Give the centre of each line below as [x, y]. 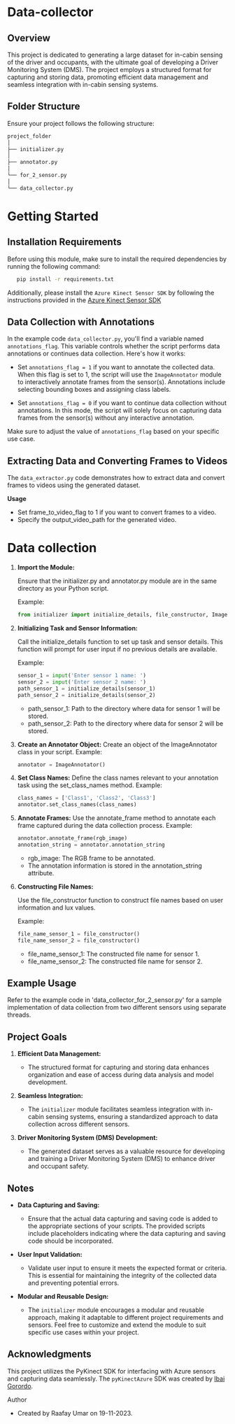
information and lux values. [56, 908]
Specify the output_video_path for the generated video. [97, 520]
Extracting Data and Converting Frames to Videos [117, 461]
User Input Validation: [50, 1255]
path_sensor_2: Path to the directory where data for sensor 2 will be [126, 723]
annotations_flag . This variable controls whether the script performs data [114, 346]
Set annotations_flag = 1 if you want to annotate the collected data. [116, 367]
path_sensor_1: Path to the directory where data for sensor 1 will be [124, 708]
